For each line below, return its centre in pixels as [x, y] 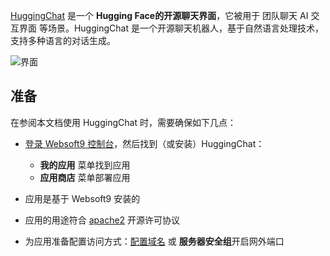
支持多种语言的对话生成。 [63, 40]
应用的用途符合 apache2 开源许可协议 [102, 220]
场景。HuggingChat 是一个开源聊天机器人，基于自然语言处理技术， [185, 28]
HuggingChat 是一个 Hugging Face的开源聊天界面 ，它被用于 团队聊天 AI [159, 15]
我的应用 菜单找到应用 [85, 165]
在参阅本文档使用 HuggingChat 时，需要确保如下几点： [123, 122]
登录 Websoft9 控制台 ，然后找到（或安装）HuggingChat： [144, 143]
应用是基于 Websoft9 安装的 [82, 198]
